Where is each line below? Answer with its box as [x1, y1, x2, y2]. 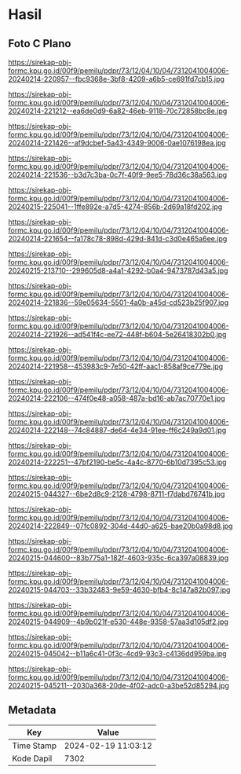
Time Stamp [12, 740, 57, 751]
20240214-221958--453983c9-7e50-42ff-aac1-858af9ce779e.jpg [8, 361, 224, 371]
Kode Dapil [12, 753, 53, 764]
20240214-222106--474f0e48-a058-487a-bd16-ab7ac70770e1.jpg [8, 394, 225, 402]
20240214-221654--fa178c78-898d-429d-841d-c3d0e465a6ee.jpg [8, 234, 228, 243]
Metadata [8, 703, 57, 717]
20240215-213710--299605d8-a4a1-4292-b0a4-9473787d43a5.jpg [8, 266, 228, 275]
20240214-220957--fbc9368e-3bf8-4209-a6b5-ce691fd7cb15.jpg [8, 75, 225, 83]
